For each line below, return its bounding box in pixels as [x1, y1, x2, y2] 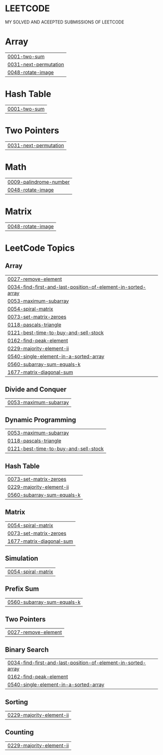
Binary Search [5, 645, 49, 654]
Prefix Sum [5, 585, 39, 593]
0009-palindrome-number [7, 178, 70, 185]
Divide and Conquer [5, 385, 67, 394]
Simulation [5, 554, 38, 563]
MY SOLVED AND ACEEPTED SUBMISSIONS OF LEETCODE [5, 19, 125, 25]
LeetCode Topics [5, 242, 75, 253]
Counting [5, 728, 34, 736]
